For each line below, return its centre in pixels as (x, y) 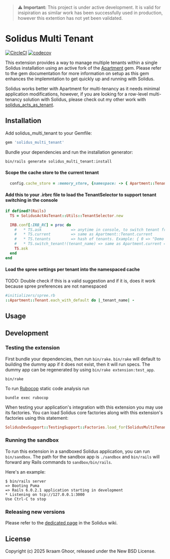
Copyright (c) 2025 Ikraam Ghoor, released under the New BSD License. (80, 551)
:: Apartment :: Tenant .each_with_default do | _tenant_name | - (70, 300)
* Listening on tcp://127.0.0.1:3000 (45, 494)
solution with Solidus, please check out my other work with (84, 99)
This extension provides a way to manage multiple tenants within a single (81, 63)
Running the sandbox (32, 440)
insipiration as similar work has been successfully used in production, (90, 13)
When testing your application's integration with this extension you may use (84, 407)
